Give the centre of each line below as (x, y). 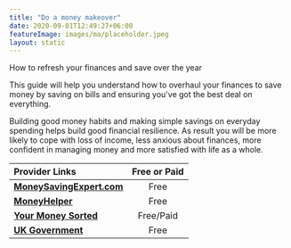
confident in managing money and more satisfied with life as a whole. (137, 150)
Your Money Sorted (56, 216)
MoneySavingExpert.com (69, 186)
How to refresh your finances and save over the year (106, 68)
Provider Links (45, 172)
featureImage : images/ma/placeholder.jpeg (89, 34)
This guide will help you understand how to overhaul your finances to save (145, 85)
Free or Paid (158, 172)
